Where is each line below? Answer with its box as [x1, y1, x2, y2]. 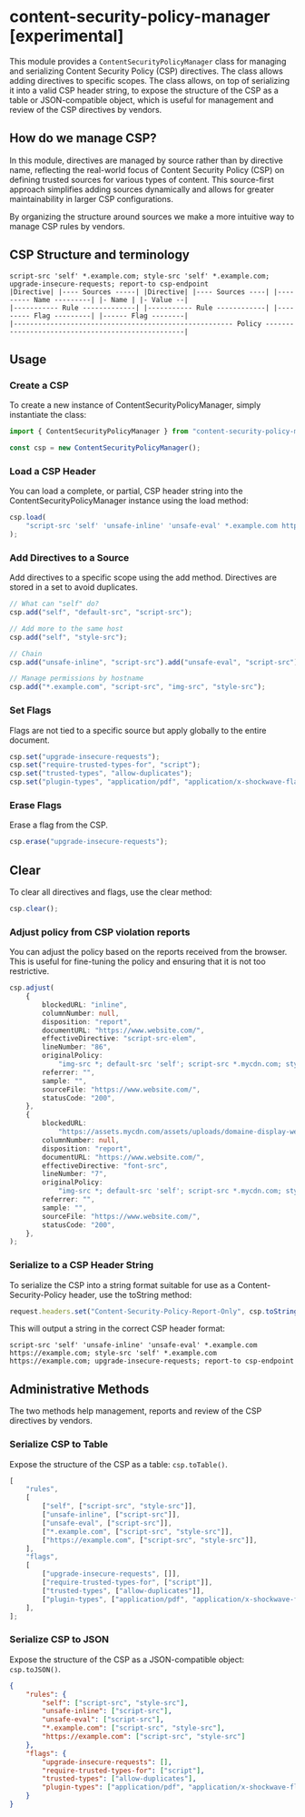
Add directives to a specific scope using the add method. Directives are [9, 572, 277, 584]
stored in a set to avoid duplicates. [9, 582, 138, 593]
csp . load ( [9, 513, 47, 523]
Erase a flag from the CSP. [9, 819, 109, 830]
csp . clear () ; [9, 904, 59, 913]
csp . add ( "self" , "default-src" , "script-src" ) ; [9, 608, 193, 617]
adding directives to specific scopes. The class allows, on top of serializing [9, 75, 290, 86]
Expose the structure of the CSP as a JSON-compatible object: [9, 1654, 245, 1665]
